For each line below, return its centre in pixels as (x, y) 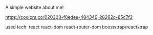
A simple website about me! (35, 7)
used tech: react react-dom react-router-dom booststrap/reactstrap (77, 27)
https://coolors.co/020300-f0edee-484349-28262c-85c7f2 (69, 17)
